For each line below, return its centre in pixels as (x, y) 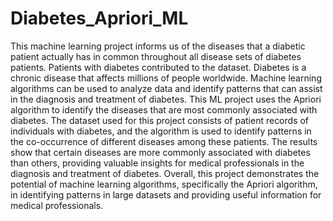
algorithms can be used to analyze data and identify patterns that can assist (166, 88)
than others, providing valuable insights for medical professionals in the (157, 163)
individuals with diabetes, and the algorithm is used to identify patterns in (161, 131)
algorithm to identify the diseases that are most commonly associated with (164, 109)
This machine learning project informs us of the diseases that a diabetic (158, 46)
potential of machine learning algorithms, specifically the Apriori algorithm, (164, 184)
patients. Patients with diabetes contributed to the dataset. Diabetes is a (158, 67)
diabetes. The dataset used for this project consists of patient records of (160, 120)
